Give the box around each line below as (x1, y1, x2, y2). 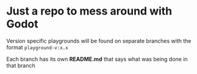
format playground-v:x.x (6, 44, 68, 51)
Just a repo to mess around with (6, 4, 173, 18)
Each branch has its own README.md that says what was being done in (6, 55, 188, 62)
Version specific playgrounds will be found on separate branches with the (6, 37, 192, 44)
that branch (6, 62, 35, 69)
